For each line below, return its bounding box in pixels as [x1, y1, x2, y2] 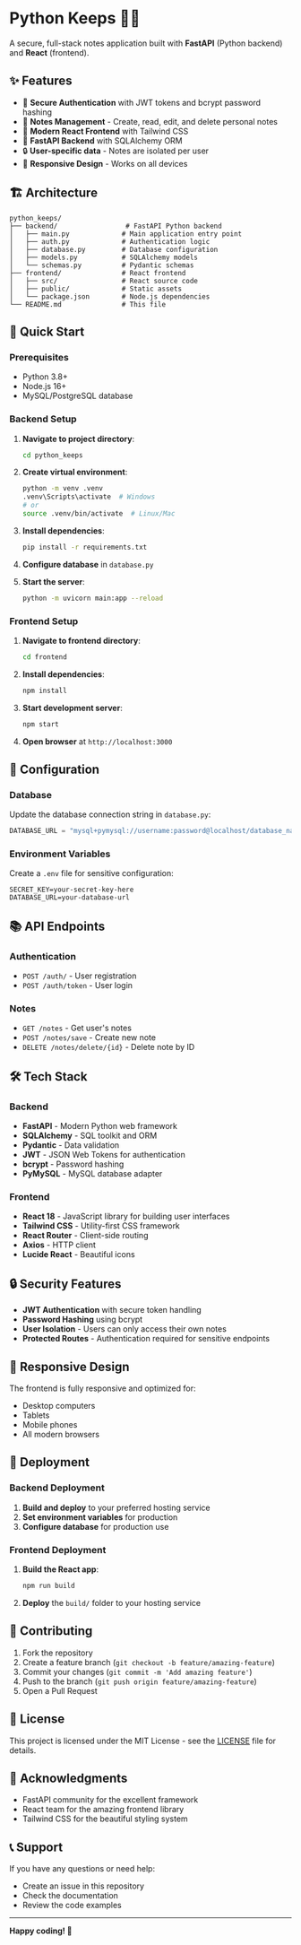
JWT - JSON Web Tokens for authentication [21, 1150, 185, 1160]
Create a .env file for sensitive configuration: [9, 868, 174, 879]
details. [9, 1744, 37, 1756]
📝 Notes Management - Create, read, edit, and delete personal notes [21, 116, 278, 126]
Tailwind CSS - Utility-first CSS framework [21, 1220, 181, 1231]
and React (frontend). [9, 47, 90, 57]
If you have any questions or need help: [9, 1863, 155, 1874]
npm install [21, 686, 67, 695]
